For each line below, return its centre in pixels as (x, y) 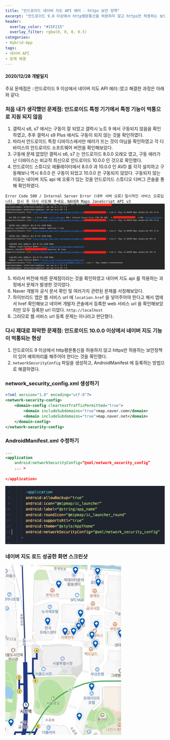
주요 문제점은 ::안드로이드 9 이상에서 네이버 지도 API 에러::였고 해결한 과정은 (80, 88)
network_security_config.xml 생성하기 (52, 383)
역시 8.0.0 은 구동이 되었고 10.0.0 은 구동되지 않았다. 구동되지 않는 (95, 173)
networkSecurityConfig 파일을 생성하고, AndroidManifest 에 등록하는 (82, 363)
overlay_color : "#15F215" (37, 27)
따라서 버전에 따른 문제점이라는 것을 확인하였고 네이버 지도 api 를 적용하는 (85, 278)
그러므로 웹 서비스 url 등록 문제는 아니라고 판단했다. (63, 316)
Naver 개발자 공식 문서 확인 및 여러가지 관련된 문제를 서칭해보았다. (78, 291)
